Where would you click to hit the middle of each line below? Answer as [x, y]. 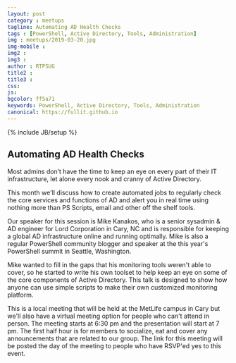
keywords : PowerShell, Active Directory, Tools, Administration [104, 106]
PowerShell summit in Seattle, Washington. [69, 251]
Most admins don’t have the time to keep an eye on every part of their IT [112, 171]
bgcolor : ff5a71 [31, 99]
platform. [20, 295]
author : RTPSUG [31, 66]
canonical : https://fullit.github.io [63, 112]
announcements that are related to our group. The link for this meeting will [115, 338]
